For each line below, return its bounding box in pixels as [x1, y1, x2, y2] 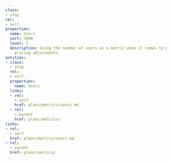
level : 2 [10, 41, 29, 46]
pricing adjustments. [14, 50, 60, 55]
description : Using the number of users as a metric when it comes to [10, 45, 164, 51]
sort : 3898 [10, 36, 33, 41]
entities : [5, 55, 27, 60]
